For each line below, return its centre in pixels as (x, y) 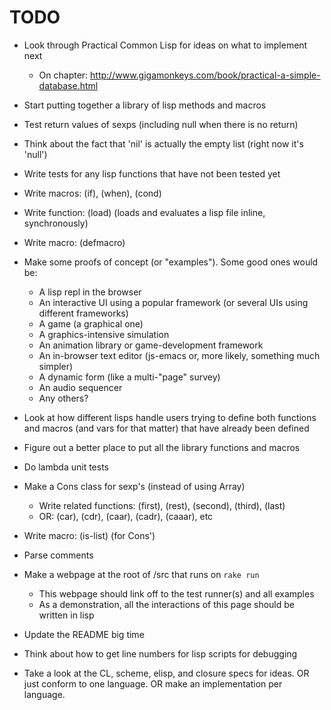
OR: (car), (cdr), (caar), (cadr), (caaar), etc (126, 516)
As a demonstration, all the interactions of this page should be (166, 604)
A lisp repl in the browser (90, 292)
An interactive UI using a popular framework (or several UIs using (173, 302)
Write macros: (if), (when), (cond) (92, 193)
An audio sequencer (80, 387)
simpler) (56, 366)
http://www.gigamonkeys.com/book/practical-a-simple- (205, 75)
